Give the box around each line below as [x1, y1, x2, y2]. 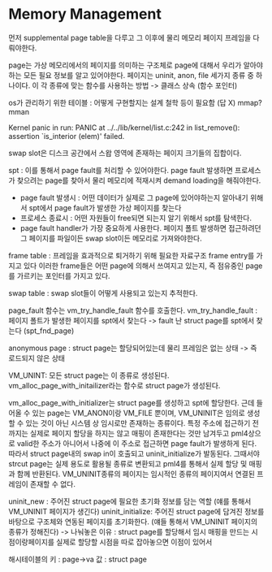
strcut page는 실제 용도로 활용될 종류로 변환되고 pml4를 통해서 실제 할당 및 [8, 458, 248, 468]
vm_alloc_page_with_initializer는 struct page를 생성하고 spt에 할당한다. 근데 [8, 397, 255, 407]
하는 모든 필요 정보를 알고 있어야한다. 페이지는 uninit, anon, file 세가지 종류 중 [8, 70, 254, 80]
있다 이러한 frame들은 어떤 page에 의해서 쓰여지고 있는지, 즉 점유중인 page [23, 261, 263, 271]
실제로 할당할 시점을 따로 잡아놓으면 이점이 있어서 [56, 537, 213, 547]
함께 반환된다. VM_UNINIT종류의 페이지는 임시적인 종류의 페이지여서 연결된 [16, 469, 256, 479]
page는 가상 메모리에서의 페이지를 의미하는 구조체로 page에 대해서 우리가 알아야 [8, 60, 264, 70]
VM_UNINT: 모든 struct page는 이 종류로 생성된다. [8, 370, 170, 380]
